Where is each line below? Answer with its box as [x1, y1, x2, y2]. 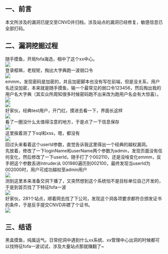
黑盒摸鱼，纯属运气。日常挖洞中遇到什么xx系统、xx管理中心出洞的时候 [5, 237, 151, 243]
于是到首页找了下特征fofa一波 [5, 184, 66, 190]
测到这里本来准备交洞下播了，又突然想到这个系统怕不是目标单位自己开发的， [5, 178, 163, 184]
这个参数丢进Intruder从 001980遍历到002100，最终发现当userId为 [14, 160, 150, 166]
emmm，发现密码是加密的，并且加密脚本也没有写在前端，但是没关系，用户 [5, 78, 160, 84]
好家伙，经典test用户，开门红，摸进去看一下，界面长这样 [5, 107, 123, 113]
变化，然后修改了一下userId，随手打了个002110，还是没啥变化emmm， [9, 154, 157, 160]
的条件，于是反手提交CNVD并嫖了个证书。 [5, 202, 93, 208]
